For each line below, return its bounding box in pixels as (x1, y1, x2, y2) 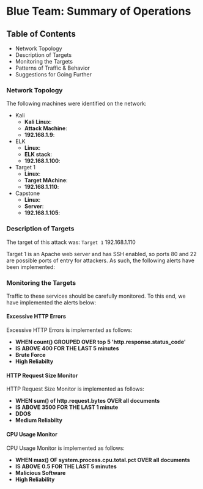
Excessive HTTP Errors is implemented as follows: (6, 326, 133, 334)
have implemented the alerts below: (6, 298, 97, 306)
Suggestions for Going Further (15, 71, 92, 78)
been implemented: (6, 263, 55, 270)
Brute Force (15, 351, 46, 359)
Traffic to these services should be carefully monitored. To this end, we (6, 292, 186, 300)
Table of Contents (6, 29, 76, 39)
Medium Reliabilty (15, 417, 63, 424)
